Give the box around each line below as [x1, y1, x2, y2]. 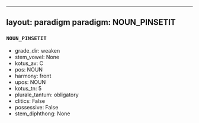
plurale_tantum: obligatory [14, 91, 79, 98]
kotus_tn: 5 [14, 85, 42, 92]
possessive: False [14, 103, 59, 111]
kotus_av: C [14, 60, 43, 67]
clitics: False [14, 97, 46, 104]
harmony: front [14, 72, 52, 79]
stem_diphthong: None [14, 110, 70, 117]
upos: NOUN [14, 78, 46, 86]
